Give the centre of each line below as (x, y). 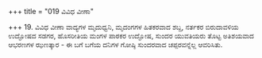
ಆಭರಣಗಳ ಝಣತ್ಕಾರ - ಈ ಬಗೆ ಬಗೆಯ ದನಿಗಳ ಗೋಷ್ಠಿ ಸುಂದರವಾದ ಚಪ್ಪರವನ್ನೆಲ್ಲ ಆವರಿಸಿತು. (116, 45)
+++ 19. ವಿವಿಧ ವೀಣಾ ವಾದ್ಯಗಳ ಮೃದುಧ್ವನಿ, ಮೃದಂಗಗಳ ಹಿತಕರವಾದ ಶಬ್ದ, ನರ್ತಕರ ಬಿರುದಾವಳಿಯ (124, 27)
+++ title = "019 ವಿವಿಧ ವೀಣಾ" (51, 11)
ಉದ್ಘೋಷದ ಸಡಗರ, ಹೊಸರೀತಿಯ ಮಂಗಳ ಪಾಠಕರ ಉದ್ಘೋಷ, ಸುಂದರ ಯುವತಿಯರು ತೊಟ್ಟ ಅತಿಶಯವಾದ (131, 36)
